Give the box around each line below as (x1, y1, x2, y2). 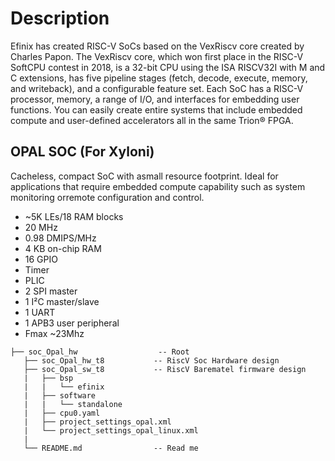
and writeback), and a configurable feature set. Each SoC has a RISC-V (10, 82, 304, 94)
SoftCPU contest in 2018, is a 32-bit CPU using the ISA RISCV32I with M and (10, 61, 326, 73)
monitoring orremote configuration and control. (10, 191, 205, 203)
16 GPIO (24, 253, 58, 265)
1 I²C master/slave (24, 295, 100, 307)
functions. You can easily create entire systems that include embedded (10, 103, 303, 116)
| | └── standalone (23, 399, 123, 409)
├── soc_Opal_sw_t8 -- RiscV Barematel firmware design (23, 364, 307, 374)
